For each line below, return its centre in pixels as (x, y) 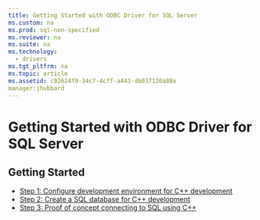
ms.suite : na (29, 45)
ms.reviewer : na (34, 37)
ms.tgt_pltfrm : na (38, 67)
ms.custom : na (31, 23)
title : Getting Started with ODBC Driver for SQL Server (103, 15)
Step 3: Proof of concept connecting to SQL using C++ (108, 207)
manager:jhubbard (36, 88)
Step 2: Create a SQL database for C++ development (105, 200)
